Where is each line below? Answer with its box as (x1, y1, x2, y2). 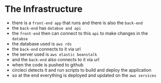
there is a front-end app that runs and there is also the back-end (11, 20, 143, 26)
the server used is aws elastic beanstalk (11, 51, 98, 57)
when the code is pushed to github (11, 62, 84, 68)
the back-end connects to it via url (11, 46, 81, 52)
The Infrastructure (4, 3, 83, 15)
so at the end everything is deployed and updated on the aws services (11, 72, 157, 78)
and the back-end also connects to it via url (11, 56, 100, 62)
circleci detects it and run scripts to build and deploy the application (11, 67, 152, 73)
